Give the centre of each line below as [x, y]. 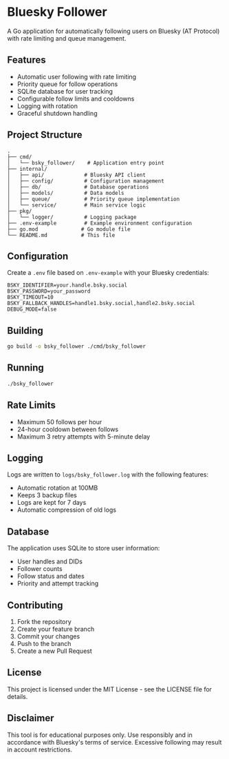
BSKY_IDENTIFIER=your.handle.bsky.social [67, 285]
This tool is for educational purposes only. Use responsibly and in [100, 735]
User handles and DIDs [50, 561]
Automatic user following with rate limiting [76, 76]
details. [18, 696]
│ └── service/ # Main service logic [77, 205]
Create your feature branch [56, 629]
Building [25, 330]
